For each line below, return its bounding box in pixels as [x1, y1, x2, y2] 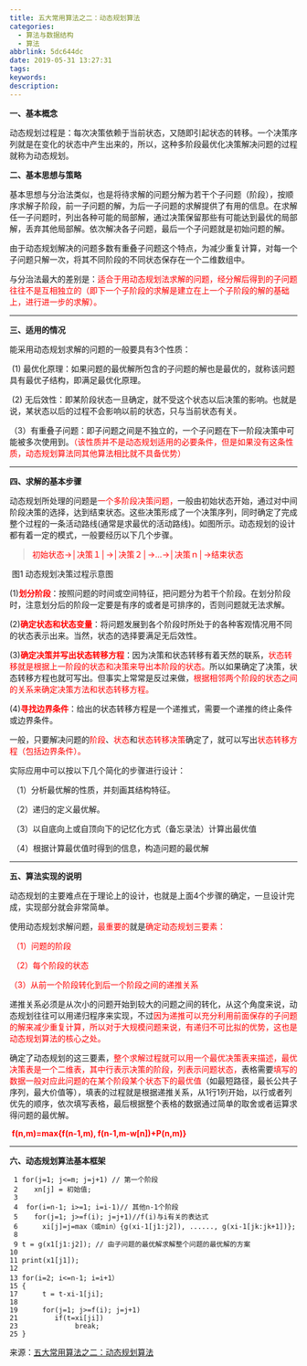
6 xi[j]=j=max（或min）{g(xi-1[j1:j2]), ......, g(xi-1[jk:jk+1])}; [13, 1222, 297, 1231]
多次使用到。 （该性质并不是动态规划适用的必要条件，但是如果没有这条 [25, 436, 286, 447]
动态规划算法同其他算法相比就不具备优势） [25, 447, 185, 458]
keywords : [9, 73, 48, 82]
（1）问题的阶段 [11, 940, 71, 951]
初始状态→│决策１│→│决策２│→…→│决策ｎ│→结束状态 [31, 549, 244, 560]
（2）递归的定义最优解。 [11, 804, 105, 815]
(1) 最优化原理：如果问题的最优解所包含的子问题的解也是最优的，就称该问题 [11, 363, 295, 374]
